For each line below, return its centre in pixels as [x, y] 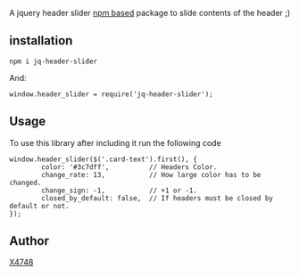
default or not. [39, 206]
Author [29, 241]
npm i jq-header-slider [54, 61]
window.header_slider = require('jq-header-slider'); [112, 94]
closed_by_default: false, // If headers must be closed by [158, 198]
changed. [25, 183]
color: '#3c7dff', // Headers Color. [129, 167]
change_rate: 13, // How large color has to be [151, 175]
